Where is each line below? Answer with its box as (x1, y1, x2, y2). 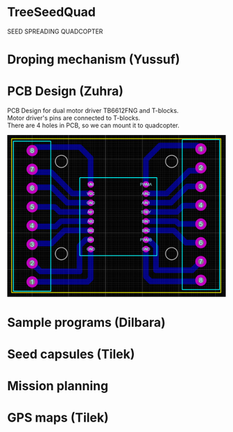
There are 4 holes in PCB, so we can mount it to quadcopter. (7, 121, 180, 129)
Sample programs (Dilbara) (7, 314, 166, 330)
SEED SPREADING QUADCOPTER (7, 27, 103, 35)
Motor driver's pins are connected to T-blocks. (7, 114, 141, 122)
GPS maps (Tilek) (7, 410, 109, 426)
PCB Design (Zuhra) (7, 83, 123, 99)
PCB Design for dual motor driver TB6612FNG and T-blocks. (7, 106, 179, 115)
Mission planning (7, 378, 109, 394)
